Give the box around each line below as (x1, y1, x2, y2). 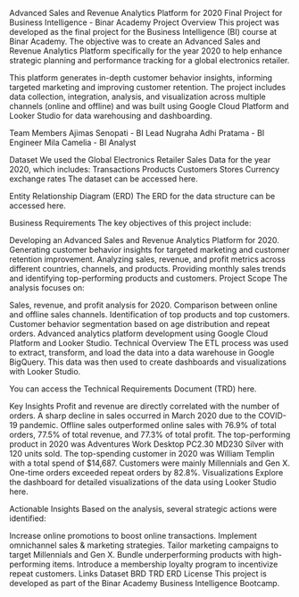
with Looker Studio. (9, 366, 81, 376)
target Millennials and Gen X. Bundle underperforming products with (9, 550, 261, 559)
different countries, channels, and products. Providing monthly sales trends (9, 264, 287, 273)
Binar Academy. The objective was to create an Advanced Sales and (9, 36, 261, 46)
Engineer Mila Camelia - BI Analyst (9, 138, 137, 147)
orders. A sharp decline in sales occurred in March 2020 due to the (9, 410, 257, 421)
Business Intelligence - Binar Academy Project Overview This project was (9, 17, 279, 28)
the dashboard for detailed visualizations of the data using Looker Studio (9, 477, 277, 487)
